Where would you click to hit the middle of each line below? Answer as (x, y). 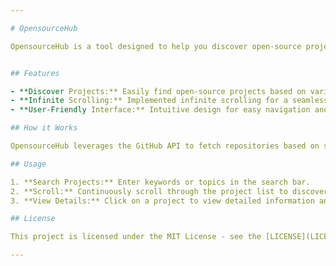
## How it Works (44, 128)
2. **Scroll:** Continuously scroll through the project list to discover (169, 191)
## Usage (28, 164)
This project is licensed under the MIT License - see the (136, 237)
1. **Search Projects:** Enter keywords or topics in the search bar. (160, 182)
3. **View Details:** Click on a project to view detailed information (162, 201)
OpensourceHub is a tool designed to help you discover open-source (156, 46)
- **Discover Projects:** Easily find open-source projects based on (158, 91)
